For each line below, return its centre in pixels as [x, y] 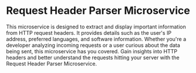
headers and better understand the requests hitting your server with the [93, 57]
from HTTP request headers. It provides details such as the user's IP [89, 32]
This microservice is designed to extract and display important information [96, 27]
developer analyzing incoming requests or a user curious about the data [93, 45]
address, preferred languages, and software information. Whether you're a [96, 39]
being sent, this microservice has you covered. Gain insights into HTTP [92, 51]
